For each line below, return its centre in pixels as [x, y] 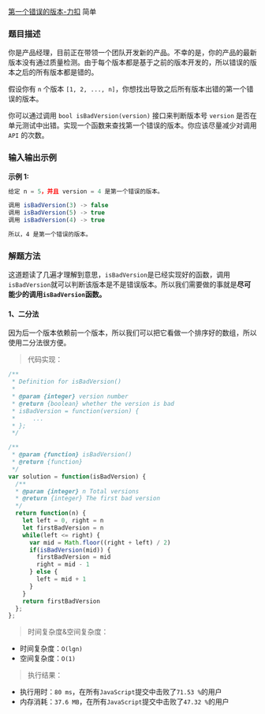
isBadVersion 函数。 [75, 295]
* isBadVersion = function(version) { [75, 411]
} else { [43, 572]
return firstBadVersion [62, 601]
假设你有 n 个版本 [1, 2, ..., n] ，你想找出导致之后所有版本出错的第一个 [127, 89]
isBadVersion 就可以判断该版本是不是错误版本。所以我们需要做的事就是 [123, 284]
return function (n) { [51, 513]
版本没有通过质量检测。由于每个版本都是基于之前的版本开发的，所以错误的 [129, 62]
